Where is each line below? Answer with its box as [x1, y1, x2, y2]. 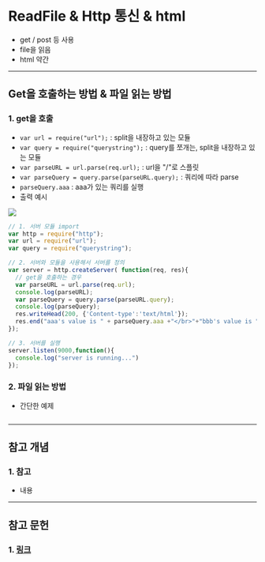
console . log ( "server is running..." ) [15, 353, 140, 362]
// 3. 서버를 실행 [8, 339, 61, 347]
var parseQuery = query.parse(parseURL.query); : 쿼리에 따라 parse [19, 172, 239, 182]
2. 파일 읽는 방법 [8, 381, 67, 392]
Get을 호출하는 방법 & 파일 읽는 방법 [8, 88, 172, 101]
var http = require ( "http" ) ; [8, 230, 104, 238]
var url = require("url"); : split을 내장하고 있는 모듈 [19, 132, 191, 142]
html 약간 [19, 55, 50, 64]
